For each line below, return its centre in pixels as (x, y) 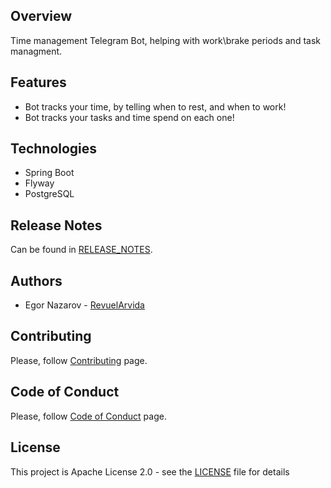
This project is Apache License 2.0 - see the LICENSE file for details (150, 471)
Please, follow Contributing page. (79, 360)
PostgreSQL (49, 194)
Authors (36, 280)
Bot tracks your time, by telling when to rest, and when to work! (155, 106)
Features (38, 82)
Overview (41, 16)
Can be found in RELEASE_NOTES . (81, 250)
